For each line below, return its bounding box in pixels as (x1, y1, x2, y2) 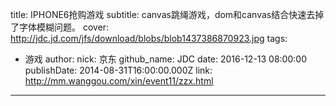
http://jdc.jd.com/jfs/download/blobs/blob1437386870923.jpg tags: (10, 33, 288, 44)
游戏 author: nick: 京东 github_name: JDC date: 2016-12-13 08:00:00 (24, 53, 307, 65)
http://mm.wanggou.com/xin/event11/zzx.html (24, 75, 214, 87)
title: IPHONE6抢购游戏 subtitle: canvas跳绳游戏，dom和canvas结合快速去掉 (10, 9, 325, 20)
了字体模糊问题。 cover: (10, 21, 110, 33)
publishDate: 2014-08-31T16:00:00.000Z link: (24, 64, 213, 76)
